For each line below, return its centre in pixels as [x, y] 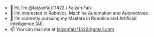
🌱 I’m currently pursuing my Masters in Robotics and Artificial [73, 18]
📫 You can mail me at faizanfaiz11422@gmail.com [62, 29]
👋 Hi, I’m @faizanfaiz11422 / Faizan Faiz [51, 8]
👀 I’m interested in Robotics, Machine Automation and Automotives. [80, 13]
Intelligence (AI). [27, 23]
